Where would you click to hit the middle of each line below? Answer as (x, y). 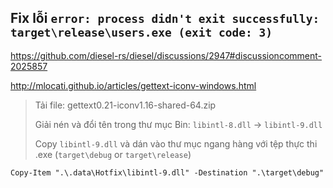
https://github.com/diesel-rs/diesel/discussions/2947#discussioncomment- (166, 55)
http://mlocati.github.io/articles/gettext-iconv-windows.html (133, 85)
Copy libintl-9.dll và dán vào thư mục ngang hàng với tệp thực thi (176, 143)
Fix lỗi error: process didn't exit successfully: (165, 18)
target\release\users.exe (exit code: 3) (141, 33)
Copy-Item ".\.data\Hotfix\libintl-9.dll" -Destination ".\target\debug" (167, 172)
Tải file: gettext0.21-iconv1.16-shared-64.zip (125, 105)
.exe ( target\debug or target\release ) (113, 154)
